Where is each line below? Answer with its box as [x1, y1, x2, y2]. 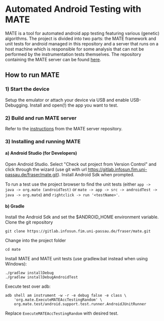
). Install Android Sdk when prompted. [57, 172, 134, 178]
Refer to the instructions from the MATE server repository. [5, 125, 123, 131]
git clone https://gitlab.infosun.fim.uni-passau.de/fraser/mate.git [5, 229, 151, 234]
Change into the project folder [5, 238, 66, 243]
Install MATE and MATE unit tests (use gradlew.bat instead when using [5, 256, 148, 262]
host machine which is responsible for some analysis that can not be [5, 46, 144, 52]
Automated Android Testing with [5, 3, 141, 15]
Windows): [5, 261, 27, 267]
